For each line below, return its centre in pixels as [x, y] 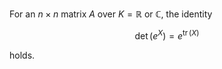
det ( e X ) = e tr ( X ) [167, 35]
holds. [22, 55]
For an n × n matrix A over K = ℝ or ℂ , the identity [111, 14]
